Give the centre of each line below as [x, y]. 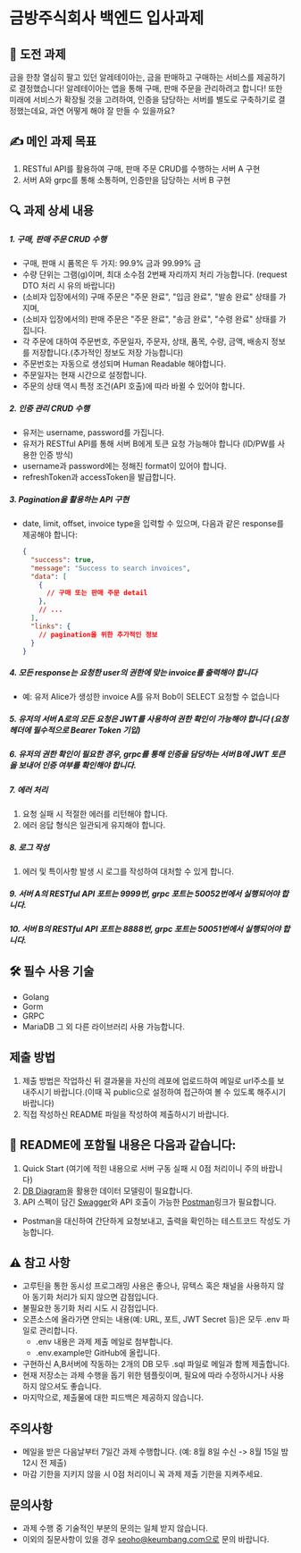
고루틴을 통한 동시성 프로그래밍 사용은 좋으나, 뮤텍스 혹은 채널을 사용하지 [148, 1286]
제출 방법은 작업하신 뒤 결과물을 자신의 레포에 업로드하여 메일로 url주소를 [148, 1080]
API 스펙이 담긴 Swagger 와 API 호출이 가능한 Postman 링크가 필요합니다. [149, 1202]
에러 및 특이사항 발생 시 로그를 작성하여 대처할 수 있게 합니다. [128, 871]
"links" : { [51, 626]
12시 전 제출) [44, 1463]
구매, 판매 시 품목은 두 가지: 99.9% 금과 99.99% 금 [112, 264]
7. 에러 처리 [29, 789]
